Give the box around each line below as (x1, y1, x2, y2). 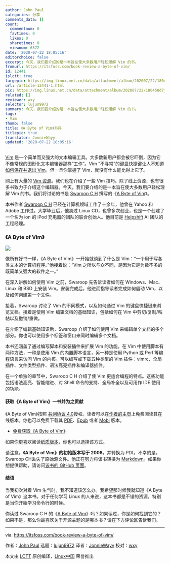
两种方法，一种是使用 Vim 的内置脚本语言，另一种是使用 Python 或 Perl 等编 (5, 350, 163, 356)
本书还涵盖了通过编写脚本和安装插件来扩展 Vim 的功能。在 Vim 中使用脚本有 (5, 343, 164, 350)
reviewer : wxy (5, 97, 35, 102)
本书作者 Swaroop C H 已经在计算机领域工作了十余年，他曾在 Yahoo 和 (5, 201, 153, 207)
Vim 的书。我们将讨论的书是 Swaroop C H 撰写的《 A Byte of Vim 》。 (11, 191, 152, 197)
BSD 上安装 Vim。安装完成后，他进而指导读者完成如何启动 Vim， (23, 286, 159, 292)
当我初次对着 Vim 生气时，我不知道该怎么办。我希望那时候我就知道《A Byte (5, 487, 163, 493)
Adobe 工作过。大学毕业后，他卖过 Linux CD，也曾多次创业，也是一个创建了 (5, 208, 165, 214)
